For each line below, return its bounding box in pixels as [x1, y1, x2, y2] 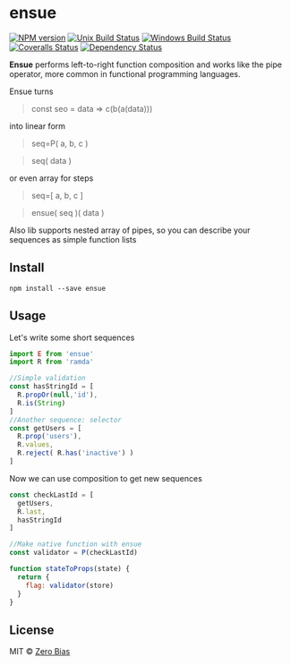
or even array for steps [9, 173, 94, 183]
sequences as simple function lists [9, 234, 137, 244]
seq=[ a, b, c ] [30, 190, 83, 200]
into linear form [9, 120, 65, 132]
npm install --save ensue [9, 284, 106, 293]
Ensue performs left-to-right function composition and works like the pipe [9, 59, 282, 70]
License [9, 622, 55, 637]
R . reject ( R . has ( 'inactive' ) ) [17, 448, 134, 458]
